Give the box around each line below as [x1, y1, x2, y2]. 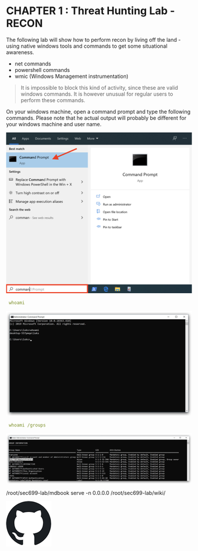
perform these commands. [20, 96, 85, 104]
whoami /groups [8, 422, 46, 428]
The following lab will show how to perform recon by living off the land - [6, 36, 181, 43]
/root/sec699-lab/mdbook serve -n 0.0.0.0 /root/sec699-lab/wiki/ [6, 489, 166, 496]
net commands [14, 60, 51, 67]
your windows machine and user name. [6, 120, 102, 127]
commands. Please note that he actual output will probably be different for [6, 114, 187, 122]
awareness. [6, 48, 34, 55]
